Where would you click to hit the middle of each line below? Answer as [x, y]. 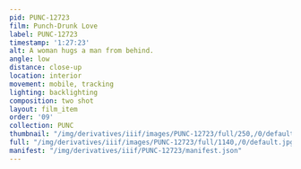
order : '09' [31, 117]
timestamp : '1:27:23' [50, 42]
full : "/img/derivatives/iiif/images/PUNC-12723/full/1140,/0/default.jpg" [154, 142]
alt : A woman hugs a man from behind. [82, 51]
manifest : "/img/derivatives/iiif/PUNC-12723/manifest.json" [126, 150]
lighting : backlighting [54, 92]
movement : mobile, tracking [62, 84]
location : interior [46, 76]
